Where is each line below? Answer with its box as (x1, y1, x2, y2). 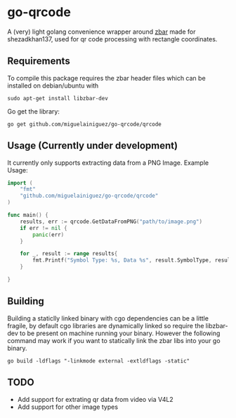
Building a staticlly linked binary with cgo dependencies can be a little (7, 313, 209, 323)
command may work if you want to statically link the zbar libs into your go (7, 336, 221, 344)
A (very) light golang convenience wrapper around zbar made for (7, 27, 196, 36)
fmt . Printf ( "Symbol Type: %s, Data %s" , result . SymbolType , (32, 257, 212, 264)
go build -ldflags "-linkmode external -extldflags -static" (7, 357, 190, 365)
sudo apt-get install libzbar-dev (7, 95, 109, 102)
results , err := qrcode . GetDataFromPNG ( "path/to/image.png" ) (20, 218, 202, 225)
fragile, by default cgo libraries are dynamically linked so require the (7, 321, 204, 330)
